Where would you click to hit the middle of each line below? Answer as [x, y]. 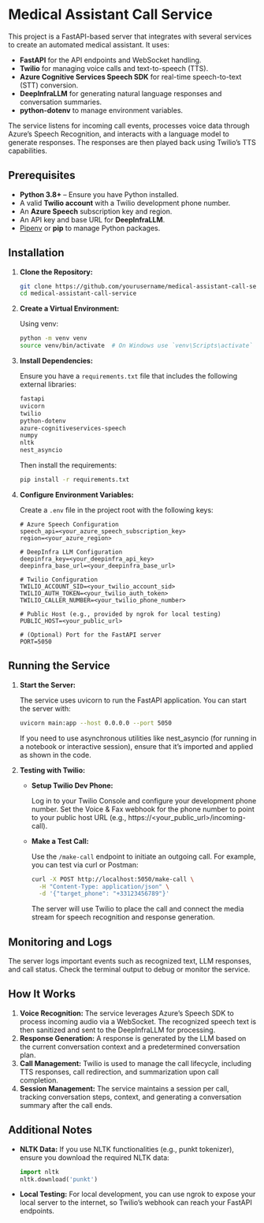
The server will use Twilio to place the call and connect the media [138, 909]
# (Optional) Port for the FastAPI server [90, 635]
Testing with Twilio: [52, 770]
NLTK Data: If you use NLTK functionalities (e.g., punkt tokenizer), [127, 1149]
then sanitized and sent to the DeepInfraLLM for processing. [117, 1030]
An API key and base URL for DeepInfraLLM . [92, 219]
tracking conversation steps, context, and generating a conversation [130, 1097]
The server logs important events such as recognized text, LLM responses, [130, 961]
